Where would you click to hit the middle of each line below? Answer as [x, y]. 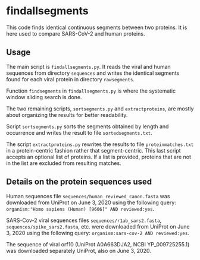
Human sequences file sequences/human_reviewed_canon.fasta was [88, 196]
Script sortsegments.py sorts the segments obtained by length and [87, 126]
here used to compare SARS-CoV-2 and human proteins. [76, 33]
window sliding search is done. [44, 97]
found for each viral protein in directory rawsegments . [71, 79]
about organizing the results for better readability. [67, 115]
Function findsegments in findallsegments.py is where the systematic [91, 91]
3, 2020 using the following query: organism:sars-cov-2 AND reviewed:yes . [98, 233]
